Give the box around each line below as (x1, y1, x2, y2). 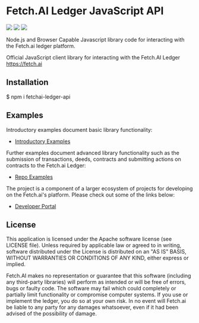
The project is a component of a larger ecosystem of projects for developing (6, 185, 193, 192)
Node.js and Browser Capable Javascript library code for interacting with (6, 36, 185, 43)
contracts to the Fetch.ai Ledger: (6, 161, 86, 169)
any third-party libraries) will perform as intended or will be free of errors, (6, 278, 186, 286)
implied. (6, 261, 26, 268)
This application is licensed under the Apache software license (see (6, 236, 172, 243)
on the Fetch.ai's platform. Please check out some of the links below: (6, 191, 175, 198)
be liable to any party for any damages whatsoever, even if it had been (6, 304, 179, 311)
